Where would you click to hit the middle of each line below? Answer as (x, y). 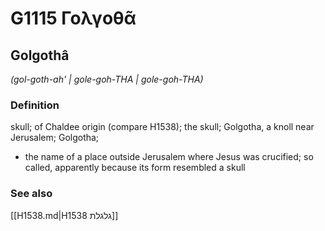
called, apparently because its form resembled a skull (135, 168)
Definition (35, 105)
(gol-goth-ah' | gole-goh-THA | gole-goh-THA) (107, 79)
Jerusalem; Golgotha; (55, 138)
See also (31, 194)
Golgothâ (40, 55)
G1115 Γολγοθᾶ (73, 18)
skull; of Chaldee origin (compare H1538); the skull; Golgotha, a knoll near (162, 127)
